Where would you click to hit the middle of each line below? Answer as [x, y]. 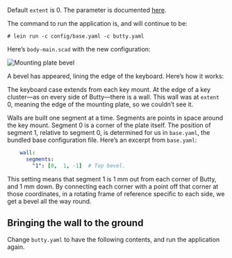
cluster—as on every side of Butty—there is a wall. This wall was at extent [114, 97]
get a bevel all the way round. [49, 201]
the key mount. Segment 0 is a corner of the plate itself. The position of [109, 125]
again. [16, 247]
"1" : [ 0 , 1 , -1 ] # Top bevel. [79, 166]
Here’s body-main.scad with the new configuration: [79, 49]
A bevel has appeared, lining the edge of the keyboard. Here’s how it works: [116, 76]
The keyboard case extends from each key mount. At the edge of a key [109, 89]
